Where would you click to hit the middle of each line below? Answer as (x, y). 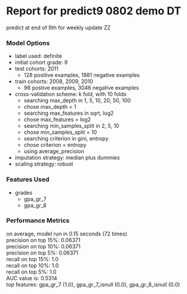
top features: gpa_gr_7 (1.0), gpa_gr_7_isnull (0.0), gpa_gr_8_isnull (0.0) (93, 284)
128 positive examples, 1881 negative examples (82, 75)
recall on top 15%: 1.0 (32, 259)
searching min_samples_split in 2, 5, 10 (71, 126)
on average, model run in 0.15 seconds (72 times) (67, 234)
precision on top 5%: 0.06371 (42, 253)
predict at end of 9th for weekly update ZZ (59, 27)
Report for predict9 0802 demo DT (93, 11)
